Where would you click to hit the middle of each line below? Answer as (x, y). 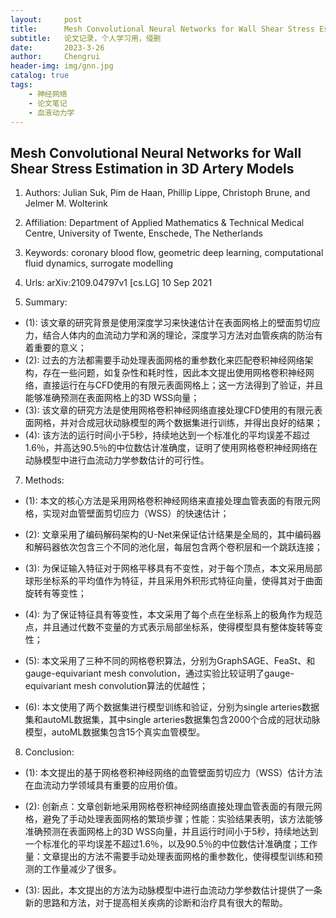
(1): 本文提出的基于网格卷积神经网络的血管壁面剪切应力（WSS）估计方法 (173, 773)
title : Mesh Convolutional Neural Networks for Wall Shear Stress (162, 29)
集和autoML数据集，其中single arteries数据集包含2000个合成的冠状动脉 (172, 720)
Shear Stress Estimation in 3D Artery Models (152, 168)
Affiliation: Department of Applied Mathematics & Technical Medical (164, 223)
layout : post (46, 19)
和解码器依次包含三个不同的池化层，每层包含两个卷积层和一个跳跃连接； (173, 547)
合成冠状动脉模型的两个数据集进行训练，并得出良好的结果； (200, 423)
